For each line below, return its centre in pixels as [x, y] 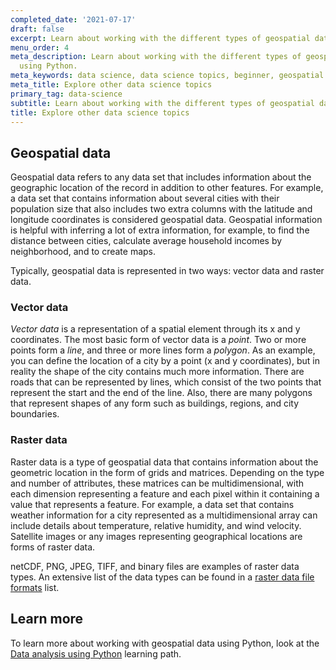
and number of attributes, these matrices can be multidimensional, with [157, 483]
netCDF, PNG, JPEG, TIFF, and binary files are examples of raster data [155, 566]
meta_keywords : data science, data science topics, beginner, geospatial [167, 76]
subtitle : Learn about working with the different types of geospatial [162, 103]
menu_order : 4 [40, 47]
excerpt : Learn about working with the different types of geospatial [160, 38]
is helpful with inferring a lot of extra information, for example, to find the [160, 230]
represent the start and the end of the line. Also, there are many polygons [161, 393]
